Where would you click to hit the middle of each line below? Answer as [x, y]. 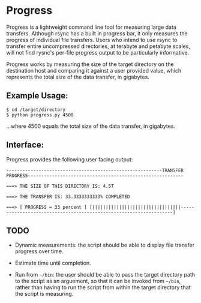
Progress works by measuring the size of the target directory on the [90, 64]
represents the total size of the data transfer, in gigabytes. [78, 77]
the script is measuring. [44, 294]
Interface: [25, 145]
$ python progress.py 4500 [40, 115]
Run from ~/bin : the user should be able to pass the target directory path [105, 275]
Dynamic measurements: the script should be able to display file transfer [105, 245]
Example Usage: [37, 96]
